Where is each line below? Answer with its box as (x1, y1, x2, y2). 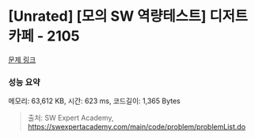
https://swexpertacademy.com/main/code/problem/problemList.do (27, 122, 246, 132)
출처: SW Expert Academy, (27, 113, 114, 123)
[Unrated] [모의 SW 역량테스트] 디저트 (8, 7, 248, 25)
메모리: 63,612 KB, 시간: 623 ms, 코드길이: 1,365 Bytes (8, 96, 181, 106)
